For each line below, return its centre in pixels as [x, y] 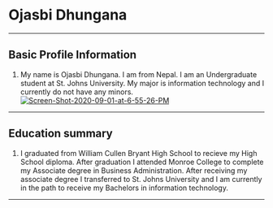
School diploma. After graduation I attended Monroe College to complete [142, 162]
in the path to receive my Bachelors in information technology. [124, 188]
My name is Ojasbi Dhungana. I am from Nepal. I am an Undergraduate [139, 74]
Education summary [61, 134]
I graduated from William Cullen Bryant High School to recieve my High [139, 153]
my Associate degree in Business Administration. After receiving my [134, 170]
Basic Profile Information [72, 55]
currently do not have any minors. [77, 92]
